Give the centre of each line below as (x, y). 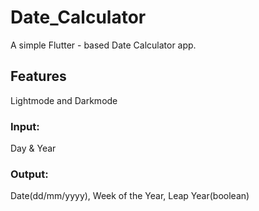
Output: (29, 174)
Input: (25, 126)
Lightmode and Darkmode (64, 100)
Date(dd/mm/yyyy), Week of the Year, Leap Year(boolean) (130, 196)
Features (38, 76)
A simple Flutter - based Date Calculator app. (103, 45)
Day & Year (33, 148)
